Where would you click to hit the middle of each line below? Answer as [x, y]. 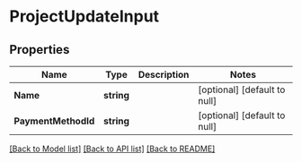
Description [164, 75]
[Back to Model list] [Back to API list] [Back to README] [112, 149]
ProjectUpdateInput [84, 17]
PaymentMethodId [54, 121]
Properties [40, 50]
